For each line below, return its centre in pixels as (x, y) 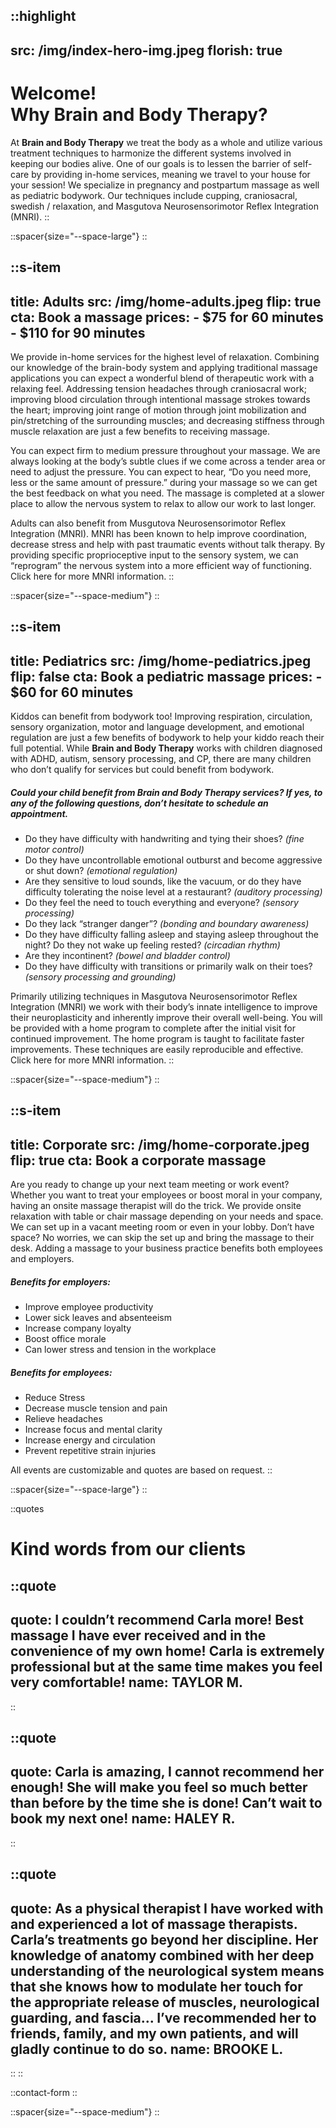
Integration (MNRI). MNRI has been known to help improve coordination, (159, 533)
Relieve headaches (63, 1419)
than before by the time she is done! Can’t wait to (166, 1803)
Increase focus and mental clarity (93, 1430)
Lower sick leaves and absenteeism (98, 1318)
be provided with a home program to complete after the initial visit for (153, 1028)
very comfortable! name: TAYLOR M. (127, 1682)
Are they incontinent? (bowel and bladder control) (127, 956)
